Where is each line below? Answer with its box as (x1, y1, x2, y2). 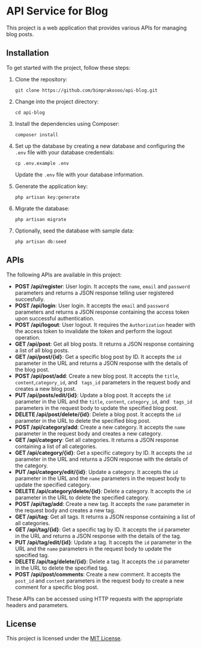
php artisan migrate (14, 216, 67, 222)
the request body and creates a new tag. (14, 506, 116, 514)
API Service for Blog (6, 4, 109, 18)
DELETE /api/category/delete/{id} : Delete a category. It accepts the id (14, 487, 191, 494)
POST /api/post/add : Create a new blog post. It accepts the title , (14, 372, 180, 379)
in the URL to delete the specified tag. (14, 564, 109, 572)
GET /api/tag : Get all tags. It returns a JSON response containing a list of (14, 513, 196, 520)
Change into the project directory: (14, 98, 99, 105)
